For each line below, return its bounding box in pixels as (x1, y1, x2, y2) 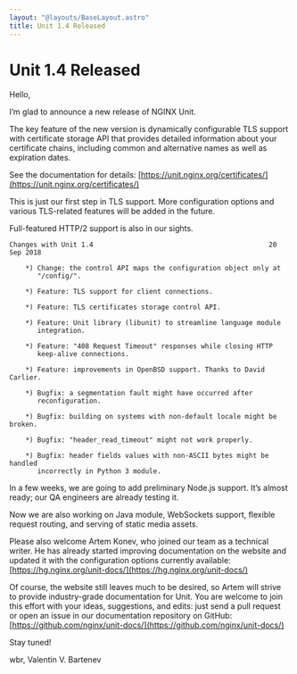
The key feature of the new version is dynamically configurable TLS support (9, 124, 288, 135)
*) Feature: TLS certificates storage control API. (25, 303, 221, 312)
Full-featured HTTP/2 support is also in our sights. (9, 223, 194, 234)
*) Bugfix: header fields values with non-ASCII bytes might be (25, 452, 269, 461)
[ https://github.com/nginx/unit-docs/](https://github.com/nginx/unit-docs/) (9, 620, 285, 630)
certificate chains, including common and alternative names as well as (9, 143, 268, 154)
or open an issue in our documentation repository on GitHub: (9, 611, 233, 621)
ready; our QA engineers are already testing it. (9, 492, 179, 503)
